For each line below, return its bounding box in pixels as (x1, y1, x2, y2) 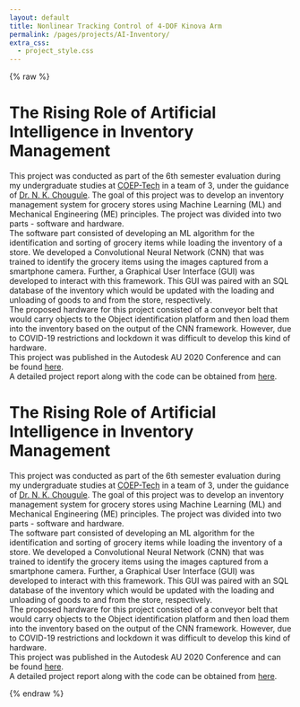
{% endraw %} (9, 688, 64, 699)
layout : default (9, 13, 70, 22)
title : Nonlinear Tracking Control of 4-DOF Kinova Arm (9, 22, 222, 31)
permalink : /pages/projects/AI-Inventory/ (9, 30, 170, 39)
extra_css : (9, 38, 50, 48)
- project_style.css (17, 47, 94, 56)
